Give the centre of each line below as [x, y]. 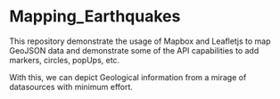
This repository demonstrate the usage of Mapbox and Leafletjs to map [140, 41]
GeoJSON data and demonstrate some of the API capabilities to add [134, 50]
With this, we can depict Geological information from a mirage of [128, 77]
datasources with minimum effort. [71, 87]
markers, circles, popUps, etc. [65, 60]
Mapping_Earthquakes [95, 16]
